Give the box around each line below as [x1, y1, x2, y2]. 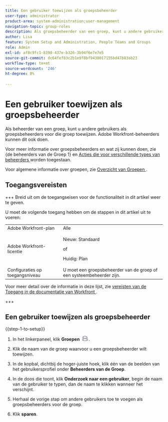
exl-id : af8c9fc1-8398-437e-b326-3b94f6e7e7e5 [5, 50, 104, 55]
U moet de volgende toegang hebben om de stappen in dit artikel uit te [5, 209, 151, 215]
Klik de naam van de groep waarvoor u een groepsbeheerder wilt [12, 346, 147, 352]
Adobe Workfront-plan [7, 225, 55, 231]
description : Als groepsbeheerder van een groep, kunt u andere [5, 29, 142, 34]
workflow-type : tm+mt [5, 60, 50, 66]
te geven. [5, 199, 25, 205]
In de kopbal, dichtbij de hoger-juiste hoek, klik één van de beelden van [12, 361, 160, 367]
